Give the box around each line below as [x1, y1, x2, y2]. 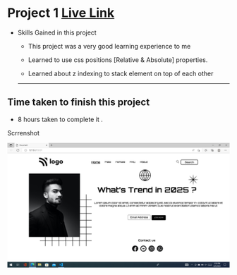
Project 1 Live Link [7, 5, 115, 21]
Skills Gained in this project [17, 28, 97, 37]
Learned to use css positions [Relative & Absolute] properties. [28, 55, 208, 64]
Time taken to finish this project [7, 97, 150, 109]
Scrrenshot [7, 128, 40, 137]
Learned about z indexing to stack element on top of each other [28, 69, 214, 78]
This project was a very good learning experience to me [28, 42, 191, 50]
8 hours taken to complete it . [17, 115, 104, 123]
